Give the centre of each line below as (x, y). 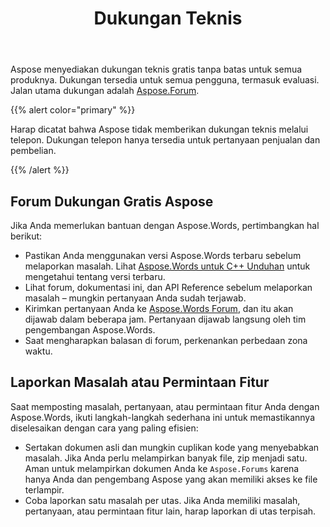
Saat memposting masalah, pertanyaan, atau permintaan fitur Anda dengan (165, 406)
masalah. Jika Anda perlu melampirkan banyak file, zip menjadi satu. (166, 458)
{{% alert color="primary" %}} (73, 110)
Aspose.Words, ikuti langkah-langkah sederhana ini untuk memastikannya (163, 417)
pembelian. (33, 151)
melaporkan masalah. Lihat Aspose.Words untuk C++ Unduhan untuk (167, 266)
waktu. (38, 351)
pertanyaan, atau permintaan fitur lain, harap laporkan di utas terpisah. (170, 511)
